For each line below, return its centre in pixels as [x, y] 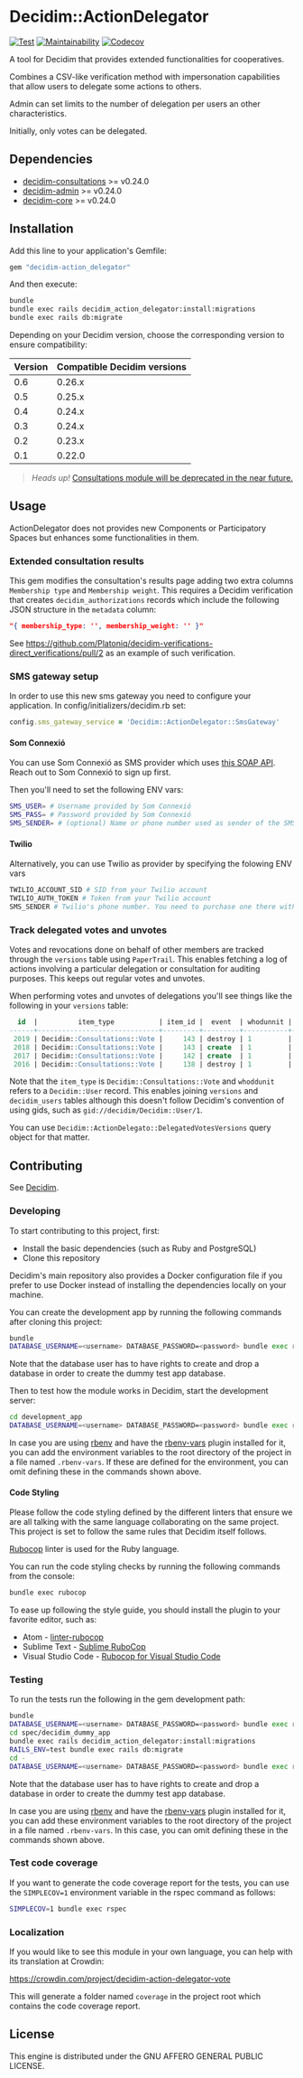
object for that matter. [50, 1137]
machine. [27, 1294]
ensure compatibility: [48, 344]
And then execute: [43, 284]
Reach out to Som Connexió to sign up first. [90, 772]
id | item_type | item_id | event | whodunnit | [155, 1022]
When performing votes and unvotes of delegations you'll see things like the [151, 996]
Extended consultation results [77, 560]
